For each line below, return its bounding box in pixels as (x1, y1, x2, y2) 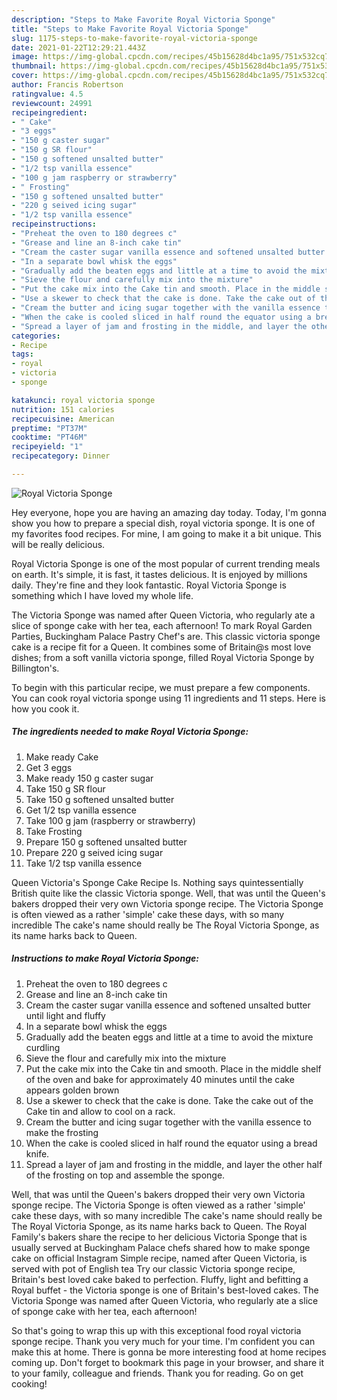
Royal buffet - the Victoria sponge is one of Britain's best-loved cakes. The (11, 1284, 319, 1296)
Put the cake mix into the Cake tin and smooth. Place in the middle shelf (25, 1062, 322, 1075)
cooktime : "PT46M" (11, 432, 88, 443)
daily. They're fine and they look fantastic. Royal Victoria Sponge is (11, 579, 287, 591)
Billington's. (11, 662, 60, 674)
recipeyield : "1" (11, 442, 84, 452)
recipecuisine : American (11, 414, 115, 424)
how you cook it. (11, 702, 80, 715)
